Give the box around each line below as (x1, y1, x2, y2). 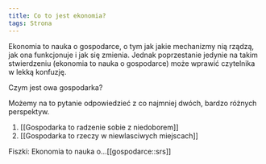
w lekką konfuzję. (8, 67, 67, 76)
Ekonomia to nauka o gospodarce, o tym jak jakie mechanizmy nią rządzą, (8, 41, 255, 51)
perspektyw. (8, 106, 50, 117)
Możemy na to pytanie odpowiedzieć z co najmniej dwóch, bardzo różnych (8, 98, 257, 108)
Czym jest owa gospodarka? (8, 82, 103, 92)
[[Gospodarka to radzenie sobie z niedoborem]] (19, 122, 179, 132)
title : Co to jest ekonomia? (8, 11, 106, 20)
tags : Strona (8, 19, 52, 27)
